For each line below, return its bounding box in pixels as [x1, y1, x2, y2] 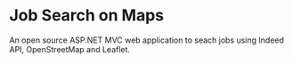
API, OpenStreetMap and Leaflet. [9, 43, 131, 54]
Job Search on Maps [9, 5, 165, 26]
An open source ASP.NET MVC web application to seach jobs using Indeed [9, 35, 285, 45]
